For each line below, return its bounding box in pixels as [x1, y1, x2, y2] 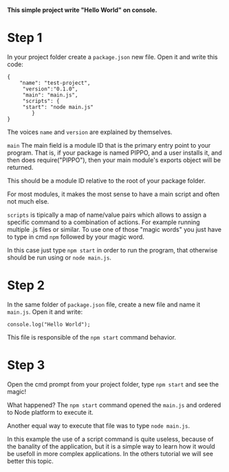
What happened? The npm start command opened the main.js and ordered [7, 400, 221, 409]
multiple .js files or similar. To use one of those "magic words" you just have [7, 225, 222, 233]
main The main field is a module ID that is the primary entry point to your [7, 141, 211, 149]
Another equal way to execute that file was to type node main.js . [7, 421, 190, 430]
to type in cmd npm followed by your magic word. [7, 233, 144, 241]
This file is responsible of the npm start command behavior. [7, 333, 177, 341]
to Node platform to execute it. [7, 408, 94, 416]
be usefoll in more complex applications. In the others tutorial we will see [7, 449, 213, 458]
